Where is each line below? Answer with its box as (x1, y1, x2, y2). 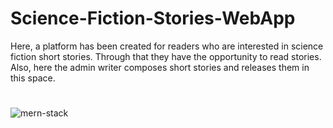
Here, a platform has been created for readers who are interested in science (10, 40, 324, 52)
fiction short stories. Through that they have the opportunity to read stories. (10, 50, 322, 62)
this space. (10, 72, 56, 84)
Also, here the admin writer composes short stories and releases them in (10, 61, 310, 73)
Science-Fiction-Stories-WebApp (10, 7, 296, 30)
